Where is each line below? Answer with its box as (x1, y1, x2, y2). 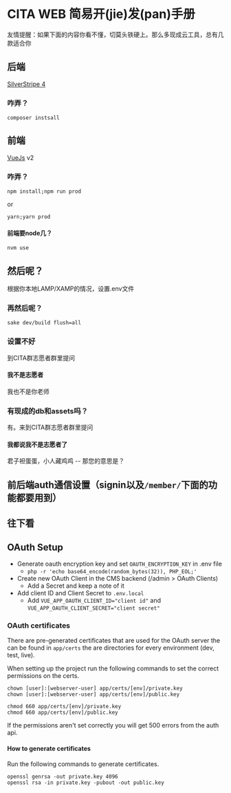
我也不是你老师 (7, 387, 49, 395)
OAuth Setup (7, 542, 64, 553)
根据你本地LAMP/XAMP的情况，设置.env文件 (7, 285, 135, 293)
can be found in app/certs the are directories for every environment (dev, (7, 643, 214, 652)
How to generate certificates (7, 744, 91, 752)
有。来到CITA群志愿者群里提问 (7, 423, 93, 431)
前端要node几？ (7, 229, 53, 237)
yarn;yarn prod (7, 214, 51, 220)
